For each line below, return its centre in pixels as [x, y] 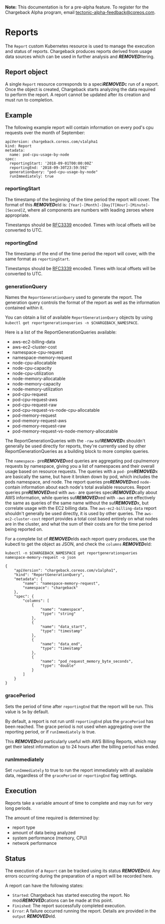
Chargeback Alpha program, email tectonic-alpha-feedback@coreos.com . [81, 12]
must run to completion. [29, 99]
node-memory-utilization [37, 389]
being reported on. [24, 529]
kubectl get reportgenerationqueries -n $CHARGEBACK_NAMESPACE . [72, 323]
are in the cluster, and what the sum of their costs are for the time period [79, 524]
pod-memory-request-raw [39, 426]
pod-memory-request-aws [39, 421]
